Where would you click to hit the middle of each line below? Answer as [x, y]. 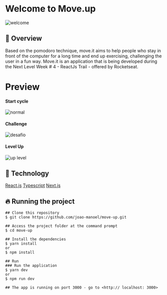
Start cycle [17, 101]
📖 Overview [24, 38]
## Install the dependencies [36, 239]
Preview [23, 87]
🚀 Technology [27, 173]
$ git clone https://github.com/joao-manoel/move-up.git [66, 217]
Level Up [15, 146]
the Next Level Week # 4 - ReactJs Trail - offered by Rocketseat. [72, 66]
